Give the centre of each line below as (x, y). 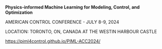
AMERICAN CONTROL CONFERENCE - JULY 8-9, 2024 (62, 22)
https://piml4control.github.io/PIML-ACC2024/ (53, 41)
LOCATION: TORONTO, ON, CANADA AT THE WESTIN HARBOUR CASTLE (81, 31)
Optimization (19, 12)
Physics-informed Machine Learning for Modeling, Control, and (72, 7)
